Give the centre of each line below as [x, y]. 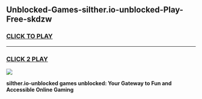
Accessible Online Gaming [40, 89]
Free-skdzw [29, 19]
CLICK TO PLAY [29, 37]
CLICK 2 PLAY [27, 59]
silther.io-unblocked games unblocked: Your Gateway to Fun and [89, 83]
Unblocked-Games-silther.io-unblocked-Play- [95, 10]
